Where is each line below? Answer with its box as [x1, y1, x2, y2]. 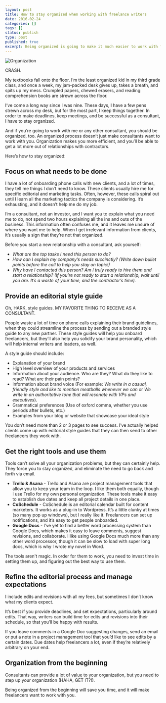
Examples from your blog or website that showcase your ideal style [12, 413, 149, 419]
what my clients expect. [5, 599, 53, 604]
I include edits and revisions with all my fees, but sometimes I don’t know [5, 594, 154, 600]
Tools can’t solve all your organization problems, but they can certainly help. [5, 460, 161, 466]
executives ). [12, 397, 38, 403]
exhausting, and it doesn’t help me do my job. [5, 201, 98, 207]
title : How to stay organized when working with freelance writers [5, 12, 147, 17]
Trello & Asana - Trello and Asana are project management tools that [12, 481, 153, 487]
